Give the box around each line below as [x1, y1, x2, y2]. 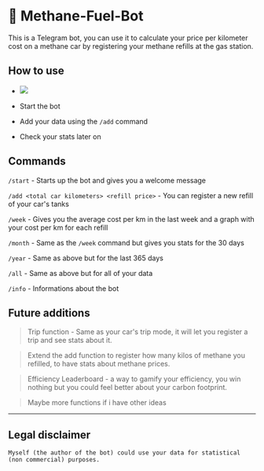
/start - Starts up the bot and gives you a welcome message [8, 175, 207, 185]
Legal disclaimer [8, 428, 91, 441]
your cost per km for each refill [8, 223, 108, 232]
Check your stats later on [19, 131, 101, 141]
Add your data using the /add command [19, 116, 148, 126]
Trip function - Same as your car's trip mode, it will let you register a [27, 327, 248, 337]
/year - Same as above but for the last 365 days [8, 253, 163, 263]
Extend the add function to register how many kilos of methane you [27, 351, 246, 360]
